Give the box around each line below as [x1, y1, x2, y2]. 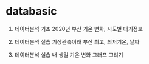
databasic [5, 4, 57, 18]
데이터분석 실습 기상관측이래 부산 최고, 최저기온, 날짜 [14, 38, 140, 45]
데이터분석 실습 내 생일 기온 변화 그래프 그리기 [14, 51, 123, 59]
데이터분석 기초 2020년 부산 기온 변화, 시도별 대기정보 [14, 25, 144, 32]
